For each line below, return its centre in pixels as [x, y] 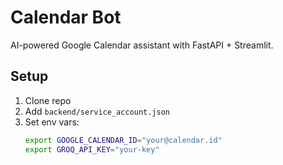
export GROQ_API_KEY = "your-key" [92, 149]
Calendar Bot [66, 17]
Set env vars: [52, 122]
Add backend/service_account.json [97, 111]
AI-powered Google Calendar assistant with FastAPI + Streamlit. [142, 45]
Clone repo [48, 100]
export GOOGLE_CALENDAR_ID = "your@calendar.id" [123, 140]
